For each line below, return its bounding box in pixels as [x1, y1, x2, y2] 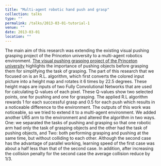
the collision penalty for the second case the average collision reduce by [5, 150, 150, 156]
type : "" [5, 16, 23, 21]
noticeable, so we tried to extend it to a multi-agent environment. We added [5, 109, 156, 115]
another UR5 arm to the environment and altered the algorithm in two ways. [5, 115, 156, 120]
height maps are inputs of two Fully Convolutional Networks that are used [5, 83, 152, 89]
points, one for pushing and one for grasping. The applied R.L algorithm [5, 94, 148, 100]
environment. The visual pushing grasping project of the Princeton [5, 58, 138, 64]
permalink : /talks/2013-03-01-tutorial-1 [5, 20, 90, 26]
